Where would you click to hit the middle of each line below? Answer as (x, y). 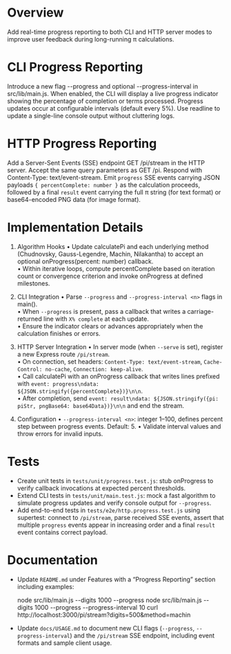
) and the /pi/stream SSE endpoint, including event (142, 635)
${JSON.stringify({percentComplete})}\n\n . (80, 391)
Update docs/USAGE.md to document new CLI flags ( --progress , (106, 628)
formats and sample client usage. (64, 643)
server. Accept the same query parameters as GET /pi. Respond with (105, 170)
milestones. (33, 283)
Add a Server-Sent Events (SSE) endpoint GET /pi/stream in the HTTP (106, 162)
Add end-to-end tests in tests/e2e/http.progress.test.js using (109, 510)
